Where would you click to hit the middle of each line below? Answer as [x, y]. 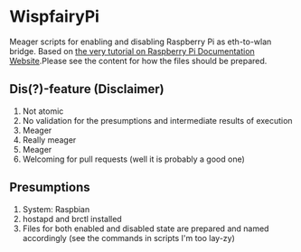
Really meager [49, 140]
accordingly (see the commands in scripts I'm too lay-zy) [128, 238]
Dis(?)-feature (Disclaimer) [87, 89]
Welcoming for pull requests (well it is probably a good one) [134, 159]
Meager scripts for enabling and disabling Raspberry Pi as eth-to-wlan [141, 42]
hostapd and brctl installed [72, 219]
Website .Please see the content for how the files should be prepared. [138, 61]
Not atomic [43, 111]
